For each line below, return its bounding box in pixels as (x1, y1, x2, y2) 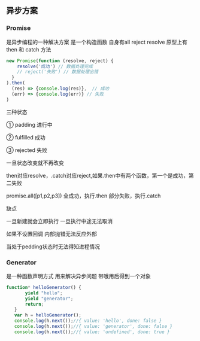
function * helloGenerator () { (6, 284, 82, 290)
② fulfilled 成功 (6, 133, 46, 141)
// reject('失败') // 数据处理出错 (17, 69, 99, 75)
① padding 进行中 (6, 121, 53, 128)
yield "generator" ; (25, 296, 74, 302)
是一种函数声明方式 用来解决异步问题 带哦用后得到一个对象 (6, 272, 151, 279)
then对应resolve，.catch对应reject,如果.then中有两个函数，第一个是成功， (6, 172, 189, 179)
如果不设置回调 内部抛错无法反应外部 (6, 230, 97, 238)
